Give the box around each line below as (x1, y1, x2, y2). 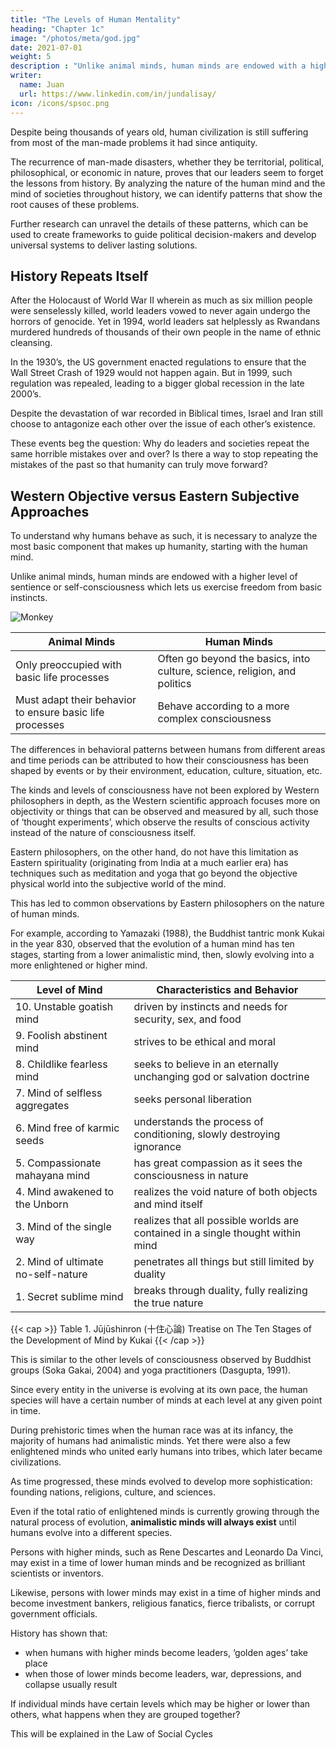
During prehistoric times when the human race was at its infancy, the (10, 1424, 294, 1436)
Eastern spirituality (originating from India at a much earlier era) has (10, 857, 289, 869)
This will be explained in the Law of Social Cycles (10, 1728, 213, 1740)
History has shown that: (10, 1627, 108, 1640)
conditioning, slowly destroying (133, 1127, 281, 1141)
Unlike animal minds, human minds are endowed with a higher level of (10, 571, 298, 583)
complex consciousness (157, 712, 272, 726)
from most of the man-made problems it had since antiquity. (10, 136, 258, 148)
